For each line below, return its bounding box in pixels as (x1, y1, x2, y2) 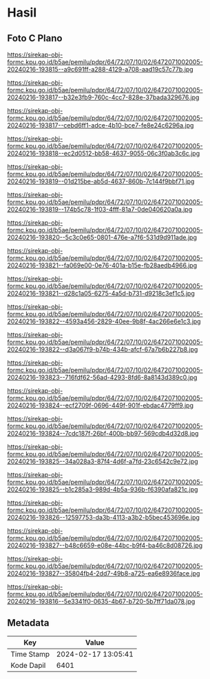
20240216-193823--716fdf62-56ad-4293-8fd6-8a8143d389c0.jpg (7, 374, 198, 381)
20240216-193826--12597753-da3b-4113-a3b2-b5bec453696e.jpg (7, 514, 200, 521)
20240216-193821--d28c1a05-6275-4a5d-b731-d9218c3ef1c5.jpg (7, 290, 195, 297)
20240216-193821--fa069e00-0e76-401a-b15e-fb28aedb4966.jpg (7, 261, 198, 270)
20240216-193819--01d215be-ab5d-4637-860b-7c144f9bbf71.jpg (7, 177, 195, 185)
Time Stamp (10, 649, 50, 659)
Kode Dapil (10, 660, 46, 670)
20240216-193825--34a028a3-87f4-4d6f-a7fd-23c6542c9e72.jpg (7, 457, 198, 465)
